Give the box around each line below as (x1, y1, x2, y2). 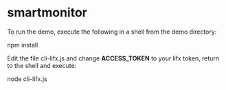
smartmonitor (7, 5, 87, 21)
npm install (7, 41, 38, 49)
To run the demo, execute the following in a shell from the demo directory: (7, 27, 217, 36)
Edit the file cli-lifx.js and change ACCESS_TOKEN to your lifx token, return (7, 54, 220, 63)
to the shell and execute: (7, 61, 77, 69)
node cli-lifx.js (7, 74, 47, 83)
